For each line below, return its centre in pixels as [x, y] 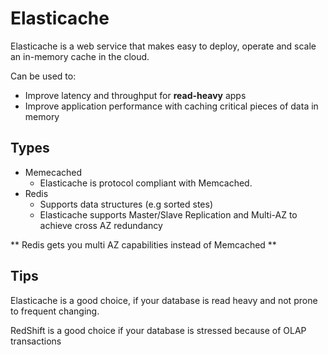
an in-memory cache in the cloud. [80, 56]
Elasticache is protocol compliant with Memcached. [146, 183]
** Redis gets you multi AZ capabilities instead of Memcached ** [143, 244]
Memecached [53, 172]
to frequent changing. [55, 311]
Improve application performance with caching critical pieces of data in [171, 106]
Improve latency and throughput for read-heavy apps [135, 95]
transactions [36, 341]
